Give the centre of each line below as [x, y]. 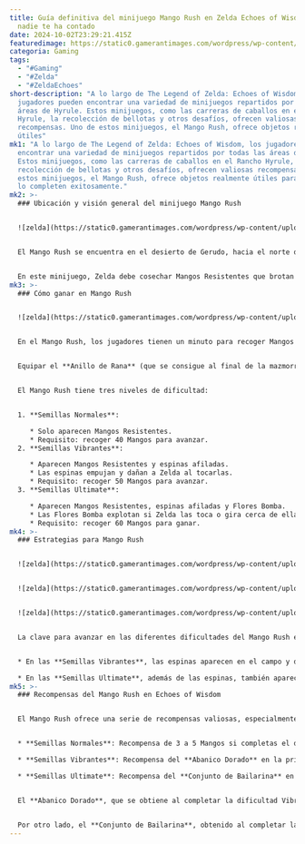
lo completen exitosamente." [73, 187]
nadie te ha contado [56, 26]
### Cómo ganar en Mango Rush [74, 293]
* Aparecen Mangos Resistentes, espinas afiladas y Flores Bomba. [157, 506]
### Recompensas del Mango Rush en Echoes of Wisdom [119, 695]
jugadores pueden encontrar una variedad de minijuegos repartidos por [156, 102]
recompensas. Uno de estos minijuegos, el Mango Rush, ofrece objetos [154, 128]
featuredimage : [38, 43]
